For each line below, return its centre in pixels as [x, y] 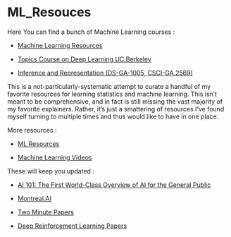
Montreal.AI [34, 198]
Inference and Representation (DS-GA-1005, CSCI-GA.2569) [105, 73]
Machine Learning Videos [55, 157]
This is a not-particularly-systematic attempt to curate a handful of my [109, 86]
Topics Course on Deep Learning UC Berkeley [84, 59]
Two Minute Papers [45, 212]
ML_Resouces [49, 12]
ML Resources [38, 144]
